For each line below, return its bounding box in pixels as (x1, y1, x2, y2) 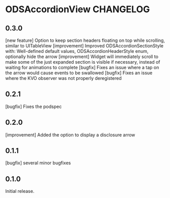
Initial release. (5, 188, 35, 194)
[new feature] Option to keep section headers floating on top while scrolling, (5, 37, 165, 43)
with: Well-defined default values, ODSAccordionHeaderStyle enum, (5, 48, 149, 54)
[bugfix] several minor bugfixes (5, 160, 71, 166)
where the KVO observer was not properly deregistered (5, 75, 122, 81)
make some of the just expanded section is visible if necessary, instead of (5, 59, 160, 65)
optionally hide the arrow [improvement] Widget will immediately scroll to (5, 53, 159, 60)
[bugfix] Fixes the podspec (5, 103, 62, 109)
